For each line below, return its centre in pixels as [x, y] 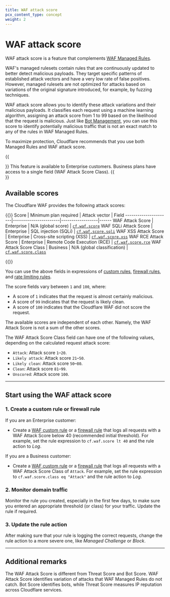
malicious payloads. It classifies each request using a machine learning [79, 110]
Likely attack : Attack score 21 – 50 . [49, 358]
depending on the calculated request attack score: [58, 343]
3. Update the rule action [36, 525]
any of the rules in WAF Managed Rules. [47, 132]
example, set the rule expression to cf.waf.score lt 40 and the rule [83, 441]
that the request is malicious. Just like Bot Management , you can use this [81, 121]
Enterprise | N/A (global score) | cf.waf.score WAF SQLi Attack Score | [79, 226]
